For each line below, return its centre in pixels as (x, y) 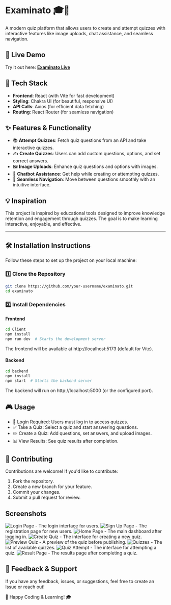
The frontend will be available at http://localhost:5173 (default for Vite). (79, 349)
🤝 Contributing (29, 459)
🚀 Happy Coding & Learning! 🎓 (38, 597)
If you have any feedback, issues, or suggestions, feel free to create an (80, 581)
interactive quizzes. (33, 148)
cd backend (17, 371)
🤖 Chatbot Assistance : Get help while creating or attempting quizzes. (86, 174)
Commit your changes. (36, 492)
